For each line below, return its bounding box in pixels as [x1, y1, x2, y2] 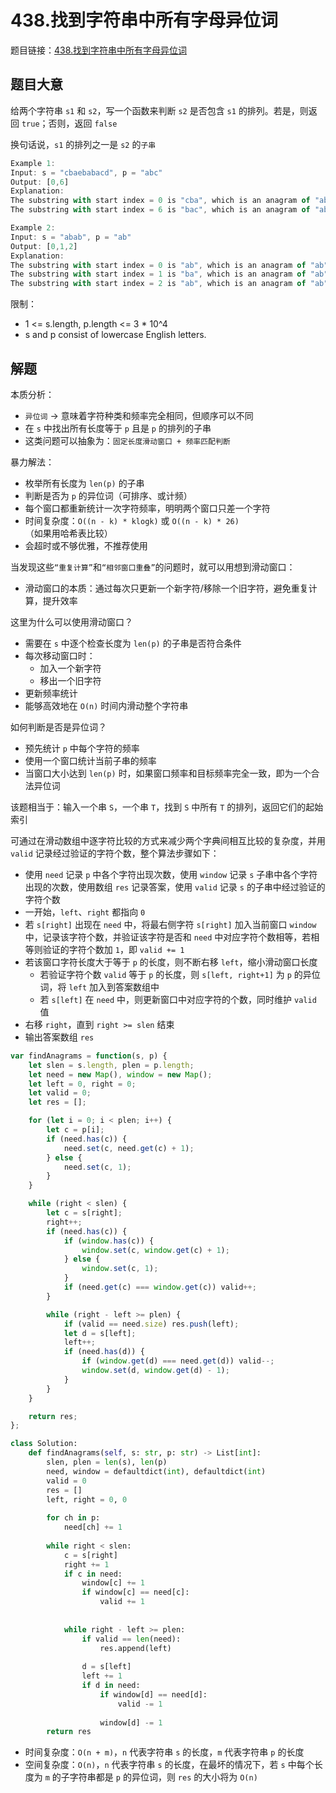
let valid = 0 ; [28, 1088, 92, 1098]
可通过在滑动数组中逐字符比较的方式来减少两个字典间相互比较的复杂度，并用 [10, 834, 326, 846]
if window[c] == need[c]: [81, 1587, 190, 1598]
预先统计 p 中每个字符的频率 [24, 742, 140, 754]
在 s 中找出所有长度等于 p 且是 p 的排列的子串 [24, 422, 212, 434]
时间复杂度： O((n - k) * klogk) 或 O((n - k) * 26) [24, 514, 240, 526]
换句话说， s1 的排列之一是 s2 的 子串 [10, 138, 157, 150]
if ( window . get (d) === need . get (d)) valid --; [81, 1356, 275, 1366]
